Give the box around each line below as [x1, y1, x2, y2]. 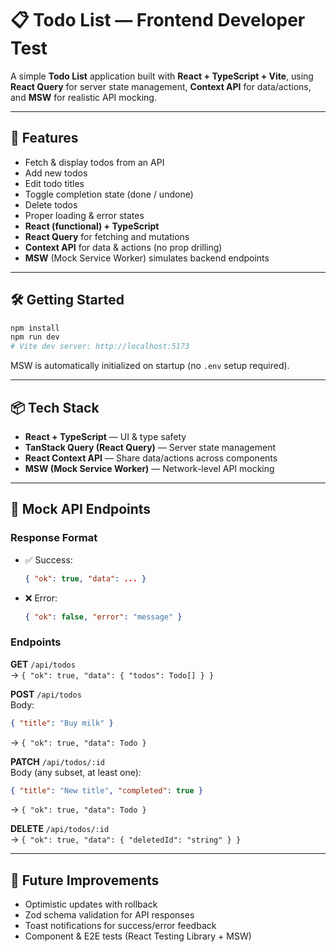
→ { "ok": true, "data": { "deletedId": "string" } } [10, 833, 242, 846]
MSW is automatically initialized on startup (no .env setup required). [10, 360, 290, 372]
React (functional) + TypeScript [24, 220, 160, 232]
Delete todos [24, 198, 78, 211]
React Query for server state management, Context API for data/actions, [10, 80, 312, 92]
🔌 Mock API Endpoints [10, 501, 152, 518]
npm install [10, 323, 60, 333]
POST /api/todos [10, 688, 82, 700]
